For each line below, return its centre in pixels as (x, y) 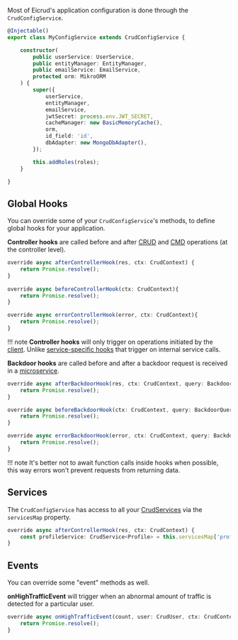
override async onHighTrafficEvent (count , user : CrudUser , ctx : (104, 617)
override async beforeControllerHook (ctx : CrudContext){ (93, 289)
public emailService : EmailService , (87, 70)
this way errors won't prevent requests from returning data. (94, 470)
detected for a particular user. (51, 604)
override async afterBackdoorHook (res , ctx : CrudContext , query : (106, 384)
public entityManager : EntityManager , (90, 63)
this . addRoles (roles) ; (66, 162)
